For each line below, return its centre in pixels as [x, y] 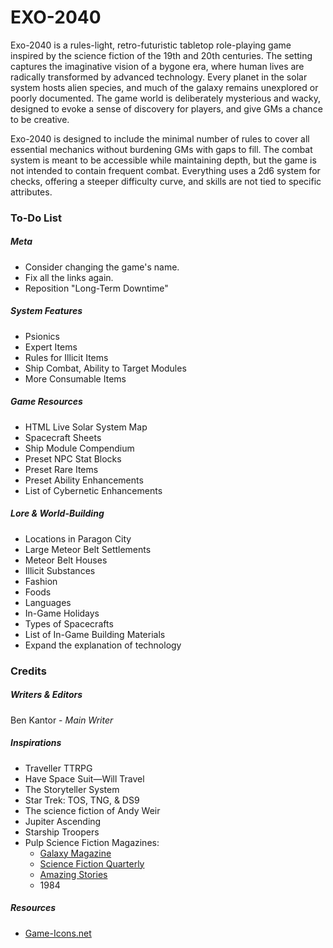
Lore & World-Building [57, 513]
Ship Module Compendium [79, 448]
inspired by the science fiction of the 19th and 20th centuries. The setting [161, 55]
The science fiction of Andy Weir [92, 810]
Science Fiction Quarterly [92, 863]
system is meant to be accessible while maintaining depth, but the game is [163, 160]
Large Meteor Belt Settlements [88, 549]
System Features [46, 311]
